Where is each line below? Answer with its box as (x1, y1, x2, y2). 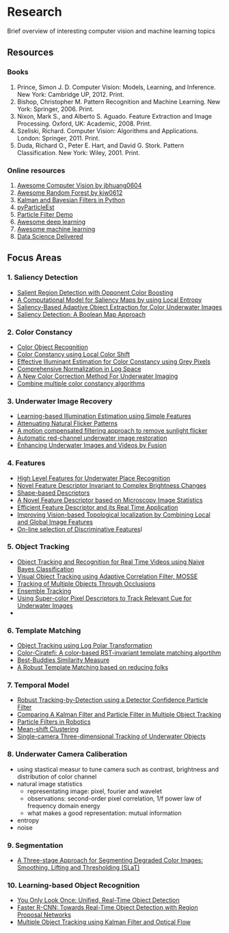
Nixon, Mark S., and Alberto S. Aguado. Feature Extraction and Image (16, 112, 213, 120)
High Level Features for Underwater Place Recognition (16, 474, 171, 482)
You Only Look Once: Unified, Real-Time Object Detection (16, 896, 180, 904)
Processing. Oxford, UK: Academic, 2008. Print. (16, 119, 152, 128)
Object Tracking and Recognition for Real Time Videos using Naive (16, 557, 205, 566)
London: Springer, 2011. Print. (16, 134, 100, 142)
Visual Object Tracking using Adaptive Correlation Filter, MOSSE (16, 572, 198, 580)
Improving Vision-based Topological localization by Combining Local (16, 510, 211, 519)
